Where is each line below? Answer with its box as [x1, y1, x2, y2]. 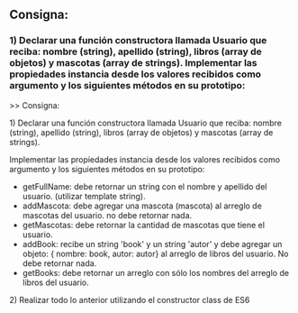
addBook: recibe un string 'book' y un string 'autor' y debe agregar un [22, 238, 283, 249]
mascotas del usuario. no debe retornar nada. [22, 209, 193, 220]
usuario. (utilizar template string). [22, 190, 146, 201]
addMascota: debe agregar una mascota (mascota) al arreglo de [22, 200, 263, 211]
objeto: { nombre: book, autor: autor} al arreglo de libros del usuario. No [22, 248, 289, 259]
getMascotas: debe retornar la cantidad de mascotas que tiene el [22, 219, 266, 230]
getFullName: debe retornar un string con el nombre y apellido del [22, 180, 267, 192]
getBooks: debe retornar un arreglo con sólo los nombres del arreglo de [22, 267, 290, 278]
